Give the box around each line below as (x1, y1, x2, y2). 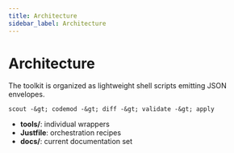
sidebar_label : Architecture (8, 19, 107, 28)
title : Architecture (8, 11, 78, 20)
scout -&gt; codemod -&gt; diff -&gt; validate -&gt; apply (8, 105, 215, 113)
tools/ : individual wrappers (19, 119, 111, 130)
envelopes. (8, 90, 45, 100)
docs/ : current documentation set (19, 137, 133, 147)
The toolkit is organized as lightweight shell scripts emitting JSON (8, 81, 228, 91)
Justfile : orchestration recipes (19, 128, 122, 138)
